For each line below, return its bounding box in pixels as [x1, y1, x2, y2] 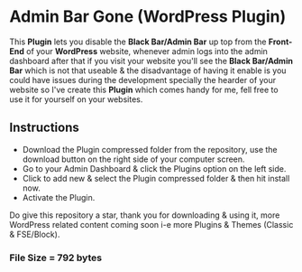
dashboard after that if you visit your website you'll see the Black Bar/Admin [9, 55, 293, 66]
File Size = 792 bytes [9, 251, 102, 264]
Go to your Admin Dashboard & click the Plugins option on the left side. [22, 163, 287, 174]
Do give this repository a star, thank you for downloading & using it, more [9, 210, 280, 220]
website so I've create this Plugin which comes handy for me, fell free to [9, 84, 279, 95]
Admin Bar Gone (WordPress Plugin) [9, 6, 287, 27]
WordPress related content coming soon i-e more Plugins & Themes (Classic [9, 219, 294, 230]
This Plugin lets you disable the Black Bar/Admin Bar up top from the [9, 36, 267, 47]
